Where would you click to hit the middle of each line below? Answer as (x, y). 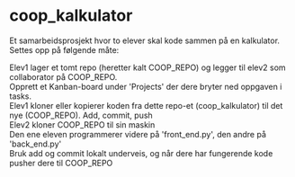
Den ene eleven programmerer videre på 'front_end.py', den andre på (138, 134)
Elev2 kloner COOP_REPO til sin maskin (82, 124)
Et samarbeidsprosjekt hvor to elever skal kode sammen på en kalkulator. (145, 40)
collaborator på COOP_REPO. (63, 76)
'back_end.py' (36, 144)
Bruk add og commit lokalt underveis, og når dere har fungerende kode (141, 153)
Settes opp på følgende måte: (64, 49)
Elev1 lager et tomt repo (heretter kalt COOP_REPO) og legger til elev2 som (147, 67)
